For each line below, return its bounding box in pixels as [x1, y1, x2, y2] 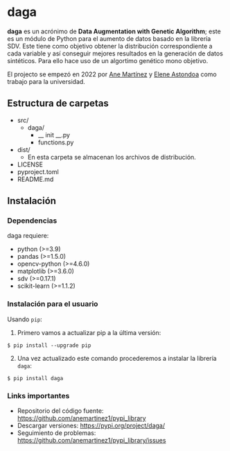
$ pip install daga [7, 375, 64, 382]
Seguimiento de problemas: [17, 429, 96, 437]
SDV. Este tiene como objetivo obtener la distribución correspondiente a [7, 42, 213, 50]
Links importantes [7, 391, 70, 400]
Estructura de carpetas [7, 98, 109, 110]
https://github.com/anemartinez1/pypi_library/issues [17, 436, 166, 445]
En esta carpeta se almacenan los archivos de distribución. [27, 153, 196, 161]
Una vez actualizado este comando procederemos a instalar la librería [17, 354, 217, 362]
